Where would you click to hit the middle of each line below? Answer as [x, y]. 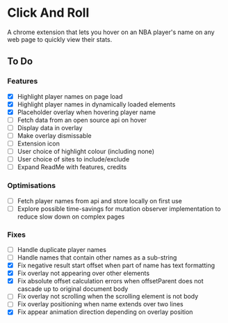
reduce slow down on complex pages [71, 216]
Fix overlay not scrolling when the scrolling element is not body [108, 297]
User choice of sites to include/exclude [73, 159]
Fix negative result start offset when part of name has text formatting [116, 265]
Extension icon [39, 143]
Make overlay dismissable [54, 135]
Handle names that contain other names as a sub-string [97, 258]
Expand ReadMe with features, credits [72, 167]
